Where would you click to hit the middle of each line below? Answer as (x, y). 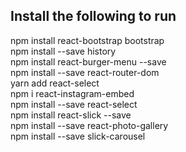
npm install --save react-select (74, 104)
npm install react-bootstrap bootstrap (87, 40)
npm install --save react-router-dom (85, 72)
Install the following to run (93, 16)
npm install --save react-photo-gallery (89, 125)
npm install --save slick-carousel (78, 136)
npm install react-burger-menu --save (88, 61)
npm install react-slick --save (71, 115)
